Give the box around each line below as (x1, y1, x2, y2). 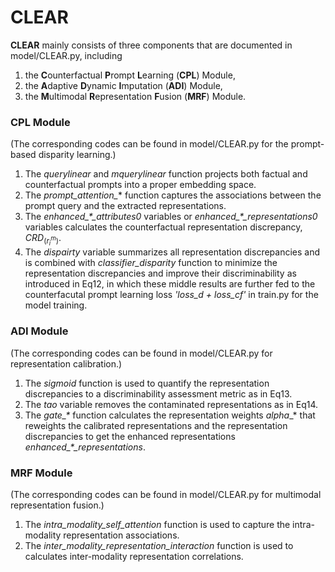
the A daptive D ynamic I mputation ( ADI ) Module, (24, 79, 223, 91)
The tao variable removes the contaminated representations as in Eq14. (24, 398, 319, 410)
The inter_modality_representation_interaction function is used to (24, 539, 294, 551)
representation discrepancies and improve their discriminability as (24, 267, 297, 280)
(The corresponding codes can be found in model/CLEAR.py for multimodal (10, 488, 322, 500)
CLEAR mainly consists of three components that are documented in (10, 39, 293, 51)
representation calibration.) (10, 357, 123, 370)
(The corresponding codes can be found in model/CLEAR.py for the (10, 138, 289, 150)
